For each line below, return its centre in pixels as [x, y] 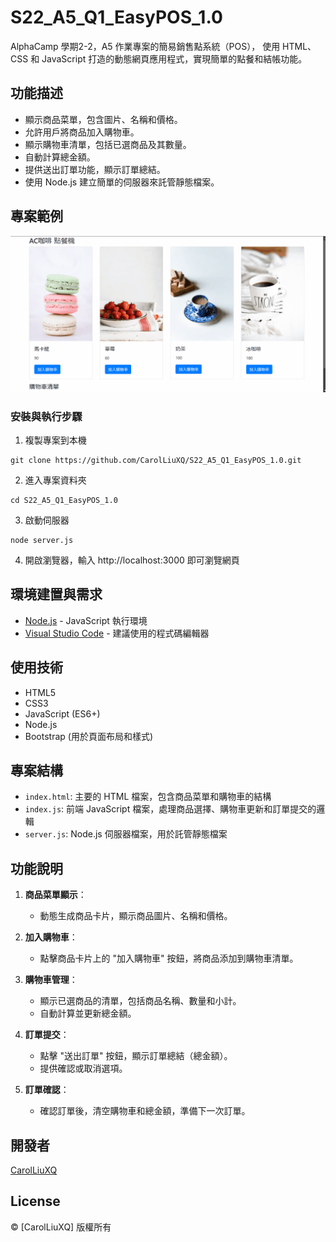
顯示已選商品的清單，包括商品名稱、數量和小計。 [140, 1001]
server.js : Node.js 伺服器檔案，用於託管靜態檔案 [126, 834]
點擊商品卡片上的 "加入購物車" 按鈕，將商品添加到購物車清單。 [169, 958]
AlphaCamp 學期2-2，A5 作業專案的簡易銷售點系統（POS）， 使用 [145, 46]
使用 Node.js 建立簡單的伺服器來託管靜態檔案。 [122, 182]
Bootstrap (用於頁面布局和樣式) [89, 736]
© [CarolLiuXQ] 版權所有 [61, 1227]
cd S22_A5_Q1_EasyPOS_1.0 [64, 500]
